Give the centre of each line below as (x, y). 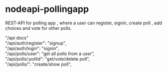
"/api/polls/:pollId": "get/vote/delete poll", (48, 59)
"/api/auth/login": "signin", (32, 48)
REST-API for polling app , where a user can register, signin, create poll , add (84, 23)
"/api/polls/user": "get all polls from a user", (50, 54)
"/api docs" (17, 38)
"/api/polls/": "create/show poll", (38, 64)
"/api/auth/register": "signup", (36, 43)
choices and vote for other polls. (38, 28)
